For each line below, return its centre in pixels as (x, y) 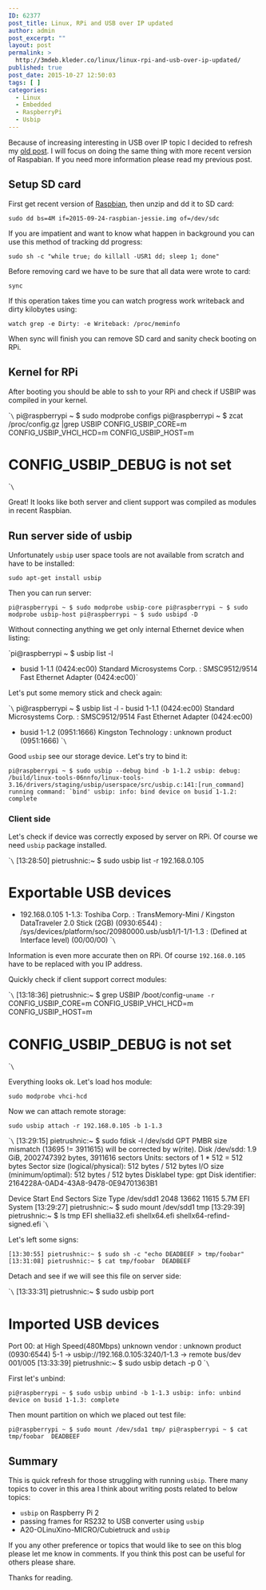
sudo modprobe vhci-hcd (48, 1097)
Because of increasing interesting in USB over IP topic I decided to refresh (131, 142)
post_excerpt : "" (37, 38)
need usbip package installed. (58, 845)
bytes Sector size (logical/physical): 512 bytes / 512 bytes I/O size (116, 1167)
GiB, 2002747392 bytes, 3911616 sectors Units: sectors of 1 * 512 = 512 (126, 1158)
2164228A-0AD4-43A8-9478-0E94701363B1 (83, 1183)
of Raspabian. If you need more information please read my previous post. (131, 159)
